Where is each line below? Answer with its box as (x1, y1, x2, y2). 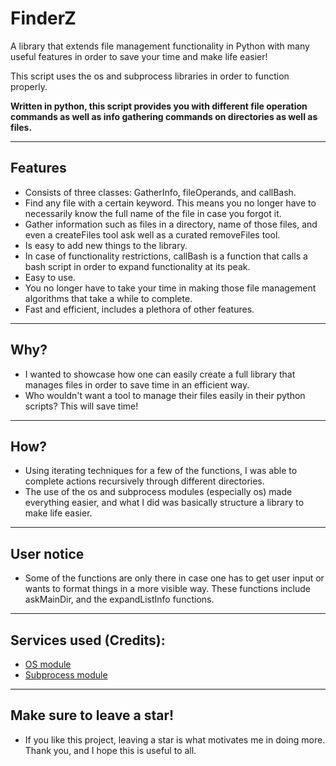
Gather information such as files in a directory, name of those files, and (24, 218, 318, 230)
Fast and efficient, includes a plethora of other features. (24, 303, 255, 315)
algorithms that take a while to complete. (24, 292, 193, 304)
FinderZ (10, 7, 77, 30)
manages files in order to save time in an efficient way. (24, 378, 250, 391)
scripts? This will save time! (24, 400, 139, 412)
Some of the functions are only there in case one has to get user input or (24, 572, 325, 584)
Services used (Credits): (10, 632, 166, 649)
